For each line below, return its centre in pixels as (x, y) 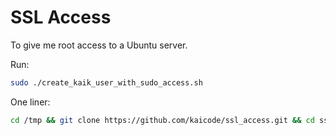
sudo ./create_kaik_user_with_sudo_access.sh (106, 82)
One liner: (30, 102)
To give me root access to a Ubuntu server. (99, 45)
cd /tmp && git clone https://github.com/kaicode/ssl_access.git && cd (162, 120)
